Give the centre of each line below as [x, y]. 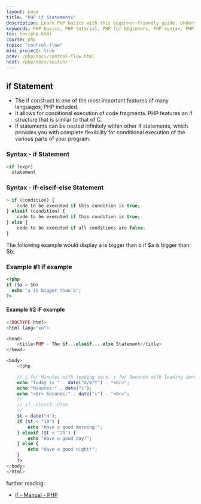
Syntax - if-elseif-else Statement [55, 188]
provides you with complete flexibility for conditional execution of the [100, 132]
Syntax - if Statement [38, 155]
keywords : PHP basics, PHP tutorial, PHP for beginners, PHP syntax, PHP [100, 28]
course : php [21, 40]
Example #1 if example [39, 267]
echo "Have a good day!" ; [60, 438]
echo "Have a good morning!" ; [65, 427]
